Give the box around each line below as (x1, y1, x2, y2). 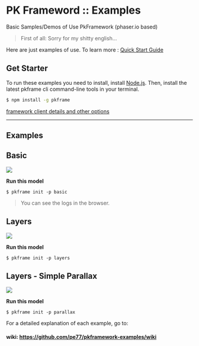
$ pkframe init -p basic (6, 189, 68, 195)
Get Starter (6, 64, 49, 74)
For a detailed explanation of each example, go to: (6, 320, 129, 327)
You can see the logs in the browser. (20, 199, 110, 207)
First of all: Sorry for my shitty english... (20, 34, 117, 42)
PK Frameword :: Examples (6, 4, 141, 17)
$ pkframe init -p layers (6, 255, 70, 261)
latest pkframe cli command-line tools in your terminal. (6, 85, 139, 93)
